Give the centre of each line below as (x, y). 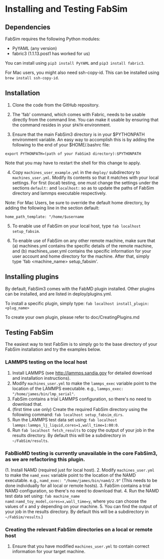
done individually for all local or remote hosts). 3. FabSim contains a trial (78, 486)
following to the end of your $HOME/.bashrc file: (61, 145)
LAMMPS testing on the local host (46, 362)
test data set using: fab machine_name (42, 496)
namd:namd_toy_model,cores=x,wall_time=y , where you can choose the (76, 501)
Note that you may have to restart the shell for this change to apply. (73, 163)
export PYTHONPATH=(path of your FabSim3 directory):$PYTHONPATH (73, 154)
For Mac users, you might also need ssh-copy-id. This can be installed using (82, 73)
